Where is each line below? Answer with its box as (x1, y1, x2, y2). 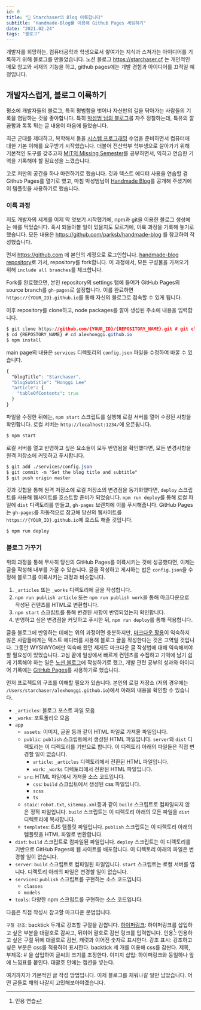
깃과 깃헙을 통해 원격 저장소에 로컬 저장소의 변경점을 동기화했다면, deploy (6, 486, 177, 494)
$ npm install (6, 337, 42, 343)
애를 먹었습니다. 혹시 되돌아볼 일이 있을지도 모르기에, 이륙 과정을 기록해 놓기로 (12, 223, 194, 231)
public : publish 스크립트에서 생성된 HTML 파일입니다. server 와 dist (23, 735, 187, 743)
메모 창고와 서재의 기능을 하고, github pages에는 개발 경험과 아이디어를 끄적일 (6, 63, 188, 71)
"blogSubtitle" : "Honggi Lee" (11, 379, 87, 385)
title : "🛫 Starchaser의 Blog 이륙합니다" (6, 14, 103, 20)
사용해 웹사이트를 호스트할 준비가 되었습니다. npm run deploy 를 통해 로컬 (17, 494, 187, 501)
